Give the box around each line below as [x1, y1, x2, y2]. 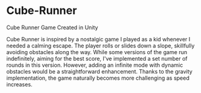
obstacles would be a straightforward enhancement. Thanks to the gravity [6, 67, 192, 75]
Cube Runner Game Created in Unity [6, 24, 98, 31]
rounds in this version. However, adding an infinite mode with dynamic [6, 61, 183, 69]
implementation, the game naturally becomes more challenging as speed [6, 74, 189, 81]
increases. [6, 80, 32, 88]
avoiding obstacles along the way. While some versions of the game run [6, 48, 188, 55]
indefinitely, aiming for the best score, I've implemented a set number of [6, 55, 188, 62]
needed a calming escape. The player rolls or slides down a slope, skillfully [6, 42, 195, 49]
